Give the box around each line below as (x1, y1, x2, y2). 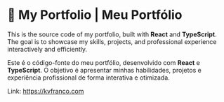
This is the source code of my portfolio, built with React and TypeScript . (7, 30, 217, 38)
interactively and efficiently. (7, 45, 88, 53)
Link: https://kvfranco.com (7, 87, 84, 95)
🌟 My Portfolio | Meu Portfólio (7, 7, 183, 23)
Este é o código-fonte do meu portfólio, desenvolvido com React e (7, 58, 200, 66)
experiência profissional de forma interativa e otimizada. (7, 73, 170, 82)
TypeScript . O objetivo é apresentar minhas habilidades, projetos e (7, 66, 202, 74)
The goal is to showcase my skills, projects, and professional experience (7, 37, 217, 45)
